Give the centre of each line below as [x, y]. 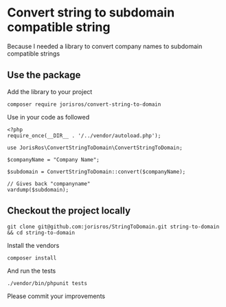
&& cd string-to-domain [41, 232]
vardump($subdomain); [38, 190]
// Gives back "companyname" [49, 183]
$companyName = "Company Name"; [53, 159]
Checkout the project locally [69, 211]
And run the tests [32, 271]
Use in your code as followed [48, 117]
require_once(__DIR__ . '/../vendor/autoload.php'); [84, 135]
